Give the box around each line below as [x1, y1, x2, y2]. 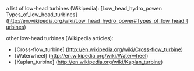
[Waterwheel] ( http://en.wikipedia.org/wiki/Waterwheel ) [14, 52, 149, 59]
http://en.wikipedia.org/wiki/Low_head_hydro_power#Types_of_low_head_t [8, 17, 188, 24]
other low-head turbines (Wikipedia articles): [6, 35, 114, 41]
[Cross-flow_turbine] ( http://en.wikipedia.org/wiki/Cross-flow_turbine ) [14, 46, 184, 53]
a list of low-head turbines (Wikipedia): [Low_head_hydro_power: [6, 5, 163, 12]
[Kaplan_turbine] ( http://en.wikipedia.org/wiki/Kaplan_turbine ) [14, 58, 163, 65]
